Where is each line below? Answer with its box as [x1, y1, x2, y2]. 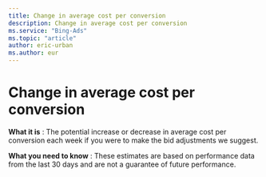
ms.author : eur [8, 49, 59, 57]
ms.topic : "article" [8, 34, 77, 42]
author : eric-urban [8, 42, 73, 50]
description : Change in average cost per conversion [8, 19, 188, 27]
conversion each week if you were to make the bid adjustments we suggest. [8, 135, 259, 145]
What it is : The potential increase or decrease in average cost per [8, 127, 227, 136]
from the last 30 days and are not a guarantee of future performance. [8, 159, 236, 169]
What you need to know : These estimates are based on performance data [8, 151, 256, 160]
